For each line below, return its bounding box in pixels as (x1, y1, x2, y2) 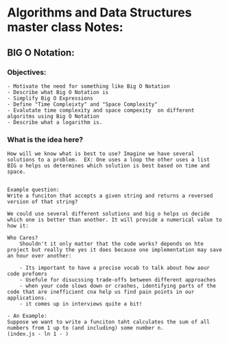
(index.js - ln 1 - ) (7, 331, 69, 338)
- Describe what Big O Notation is (7, 89, 109, 95)
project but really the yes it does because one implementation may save (7, 246, 223, 253)
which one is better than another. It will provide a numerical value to (7, 216, 223, 224)
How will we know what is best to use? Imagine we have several (7, 150, 195, 157)
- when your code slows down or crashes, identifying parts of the (19, 283, 216, 290)
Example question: (7, 187, 60, 194)
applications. (7, 295, 48, 301)
